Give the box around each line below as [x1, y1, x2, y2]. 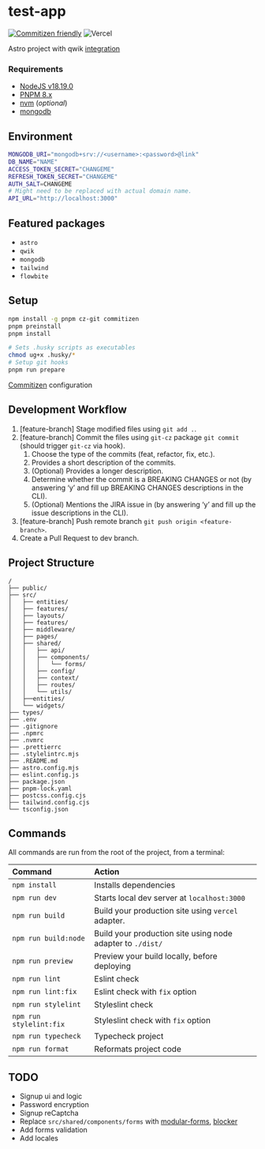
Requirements [8, 63, 64, 74]
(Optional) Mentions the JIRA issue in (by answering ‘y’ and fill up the [31, 499, 256, 509]
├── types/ [8, 708, 44, 717]
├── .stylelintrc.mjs [8, 750, 80, 758]
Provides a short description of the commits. [31, 458, 176, 467]
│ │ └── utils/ [8, 688, 73, 695]
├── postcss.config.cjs [8, 791, 87, 800]
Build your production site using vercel [94, 906, 238, 917]
